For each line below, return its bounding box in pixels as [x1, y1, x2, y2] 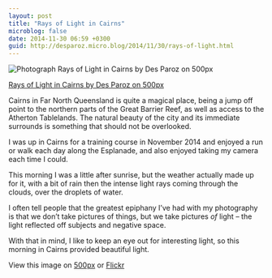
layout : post [8, 11, 53, 20]
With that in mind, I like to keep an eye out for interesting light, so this [8, 236, 240, 246]
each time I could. [8, 155, 69, 165]
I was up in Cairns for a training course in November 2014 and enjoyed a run [8, 137, 264, 147]
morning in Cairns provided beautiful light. [8, 245, 150, 254]
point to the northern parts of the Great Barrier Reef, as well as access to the [8, 105, 265, 114]
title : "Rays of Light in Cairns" [8, 19, 126, 28]
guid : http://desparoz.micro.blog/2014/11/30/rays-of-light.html [8, 42, 234, 50]
